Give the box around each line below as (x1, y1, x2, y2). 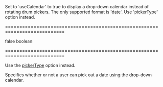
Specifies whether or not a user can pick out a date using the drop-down (5, 72, 152, 78)
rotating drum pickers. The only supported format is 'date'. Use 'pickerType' (5, 9, 158, 15)
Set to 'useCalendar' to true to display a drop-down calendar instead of (5, 4, 149, 9)
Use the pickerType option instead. (5, 63, 76, 68)
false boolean (5, 38, 33, 44)
